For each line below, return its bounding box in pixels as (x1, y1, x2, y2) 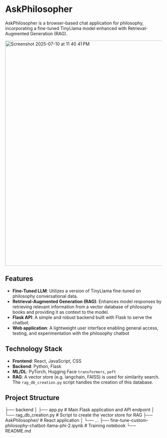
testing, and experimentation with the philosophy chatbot (12, 330, 130, 336)
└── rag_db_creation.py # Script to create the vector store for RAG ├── (5, 412, 153, 418)
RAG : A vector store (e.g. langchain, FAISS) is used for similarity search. (12, 374, 160, 380)
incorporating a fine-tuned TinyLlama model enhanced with (5, 25, 127, 31)
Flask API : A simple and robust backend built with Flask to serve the (12, 314, 153, 320)
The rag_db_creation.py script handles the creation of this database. (12, 379, 154, 385)
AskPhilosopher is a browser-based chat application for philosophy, (5, 20, 144, 26)
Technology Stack (5, 345, 63, 353)
